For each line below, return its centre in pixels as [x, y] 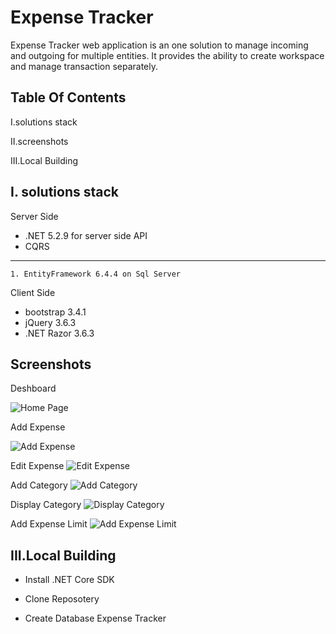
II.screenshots [39, 141]
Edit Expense [37, 466]
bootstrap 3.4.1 [55, 312]
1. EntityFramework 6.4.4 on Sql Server [96, 274]
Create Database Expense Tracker [95, 618]
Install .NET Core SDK [69, 580]
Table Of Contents [68, 97]
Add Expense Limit [49, 524]
